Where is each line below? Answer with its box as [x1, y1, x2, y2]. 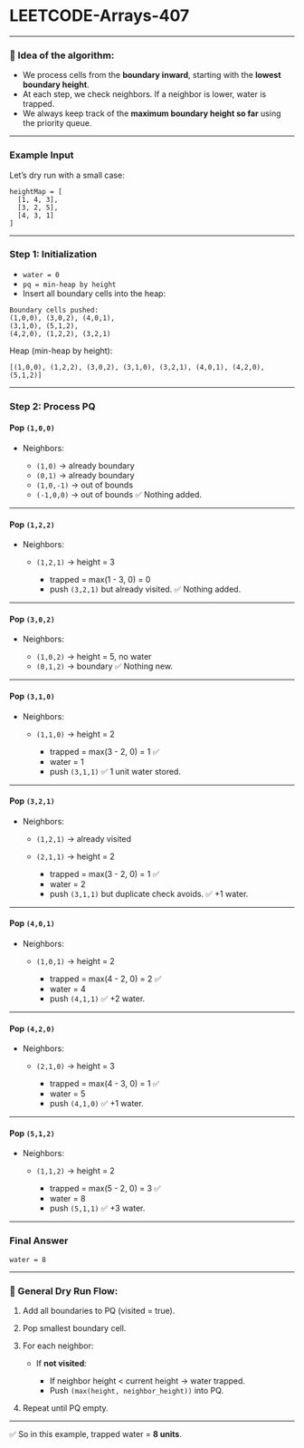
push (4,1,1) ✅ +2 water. [49, 993, 146, 1004]
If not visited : [35, 1357, 88, 1368]
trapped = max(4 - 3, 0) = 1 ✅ [49, 1078, 160, 1089]
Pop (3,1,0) [9, 690, 55, 701]
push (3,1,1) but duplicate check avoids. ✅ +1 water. [49, 888, 249, 899]
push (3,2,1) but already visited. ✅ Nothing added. [49, 584, 242, 594]
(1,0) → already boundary [35, 459, 135, 471]
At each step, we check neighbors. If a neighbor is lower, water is [22, 89, 267, 100]
